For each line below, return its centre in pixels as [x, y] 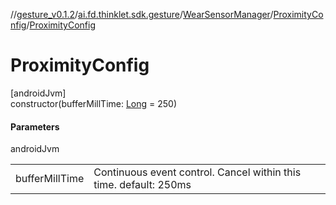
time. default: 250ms [142, 185]
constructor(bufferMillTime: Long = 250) [94, 103]
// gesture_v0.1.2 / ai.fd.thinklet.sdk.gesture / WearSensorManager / [142, 14]
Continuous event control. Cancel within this [197, 172]
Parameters [35, 126]
